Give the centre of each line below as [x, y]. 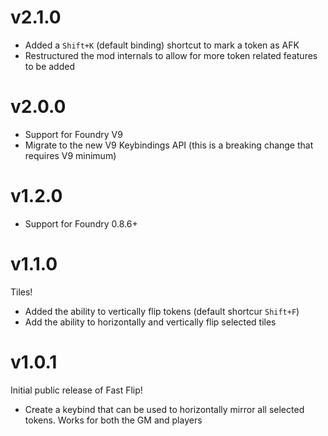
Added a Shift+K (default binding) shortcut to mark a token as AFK [162, 45]
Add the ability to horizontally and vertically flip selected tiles [150, 322]
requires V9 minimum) [70, 155]
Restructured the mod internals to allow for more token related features [171, 55]
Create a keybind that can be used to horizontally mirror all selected [164, 409]
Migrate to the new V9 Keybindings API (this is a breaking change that [169, 145]
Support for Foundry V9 [73, 134]
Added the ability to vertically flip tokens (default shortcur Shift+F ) [162, 311]
